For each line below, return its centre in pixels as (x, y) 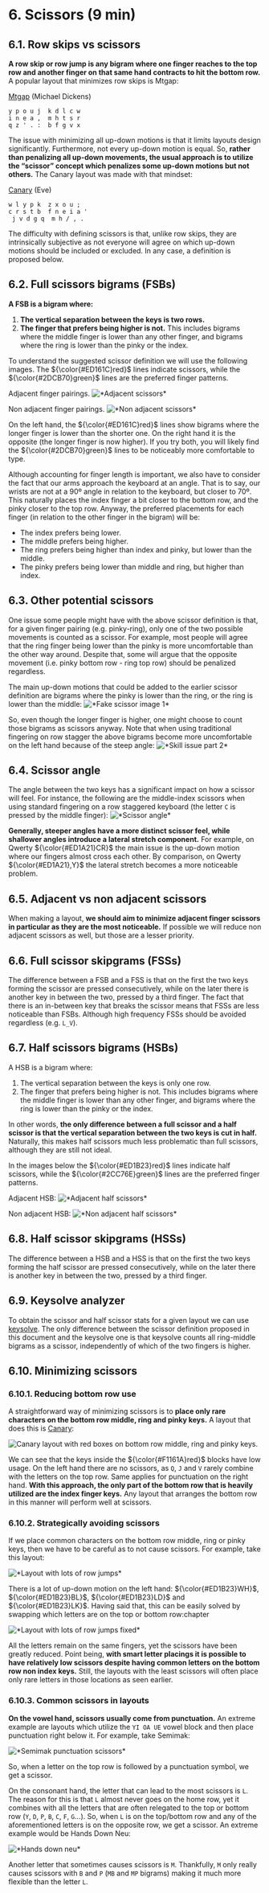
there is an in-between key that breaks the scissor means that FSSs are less (134, 1006)
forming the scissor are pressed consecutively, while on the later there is (128, 989)
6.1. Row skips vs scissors (74, 45)
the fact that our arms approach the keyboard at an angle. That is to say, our (134, 482)
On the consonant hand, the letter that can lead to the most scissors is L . (128, 1790)
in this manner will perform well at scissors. (80, 1502)
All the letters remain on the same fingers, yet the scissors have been (123, 1645)
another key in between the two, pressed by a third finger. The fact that (126, 997)
